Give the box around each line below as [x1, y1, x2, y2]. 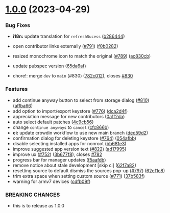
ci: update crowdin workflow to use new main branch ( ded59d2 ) [12, 129, 149, 136]
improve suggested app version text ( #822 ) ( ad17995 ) [12, 146, 127, 152]
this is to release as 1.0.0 [12, 203, 65, 209]
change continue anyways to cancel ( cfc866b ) [12, 124, 109, 130]
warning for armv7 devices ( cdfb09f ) [12, 178, 91, 184]
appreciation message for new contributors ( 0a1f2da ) [12, 113, 125, 119]
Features [5, 86, 28, 93]
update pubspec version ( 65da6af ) [12, 63, 86, 69]
